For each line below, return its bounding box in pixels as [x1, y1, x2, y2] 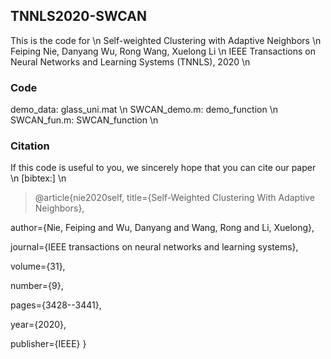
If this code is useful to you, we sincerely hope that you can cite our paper [10, 162, 317, 174]
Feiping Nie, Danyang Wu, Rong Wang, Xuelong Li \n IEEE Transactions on [10, 45, 316, 57]
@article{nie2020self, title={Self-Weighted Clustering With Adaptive [34, 192, 315, 204]
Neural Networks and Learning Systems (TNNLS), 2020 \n [10, 55, 251, 68]
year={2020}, [10, 319, 67, 331]
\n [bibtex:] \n [10, 172, 67, 184]
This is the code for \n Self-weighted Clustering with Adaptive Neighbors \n [10, 34, 322, 46]
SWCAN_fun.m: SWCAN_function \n [10, 114, 159, 126]
